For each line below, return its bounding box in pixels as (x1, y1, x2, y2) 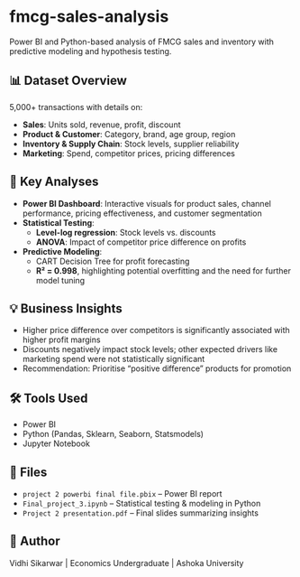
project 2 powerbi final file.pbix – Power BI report (22, 489, 223, 498)
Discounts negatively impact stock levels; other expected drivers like (22, 344, 277, 355)
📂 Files (9, 464, 48, 479)
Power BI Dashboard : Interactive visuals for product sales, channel (22, 198, 272, 209)
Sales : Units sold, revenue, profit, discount (22, 119, 181, 130)
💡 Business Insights (9, 301, 123, 316)
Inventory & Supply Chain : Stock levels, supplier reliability (22, 138, 240, 149)
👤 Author (9, 534, 60, 549)
